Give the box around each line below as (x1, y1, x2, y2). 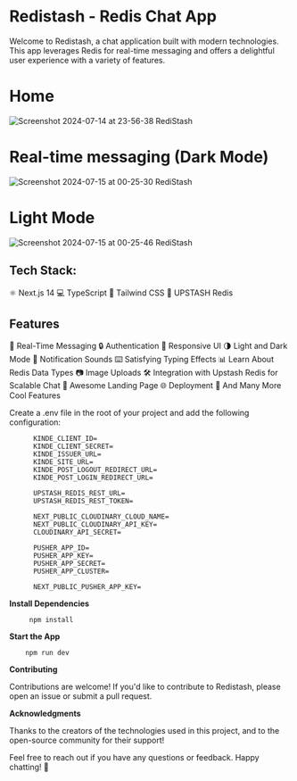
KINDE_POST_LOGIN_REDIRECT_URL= (32, 473, 153, 483)
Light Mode (9, 208, 95, 228)
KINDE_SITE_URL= (32, 458, 94, 467)
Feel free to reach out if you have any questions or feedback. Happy (9, 752, 260, 763)
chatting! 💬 (9, 761, 49, 773)
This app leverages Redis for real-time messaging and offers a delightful (9, 45, 275, 55)
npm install (29, 616, 74, 625)
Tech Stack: (9, 263, 78, 278)
